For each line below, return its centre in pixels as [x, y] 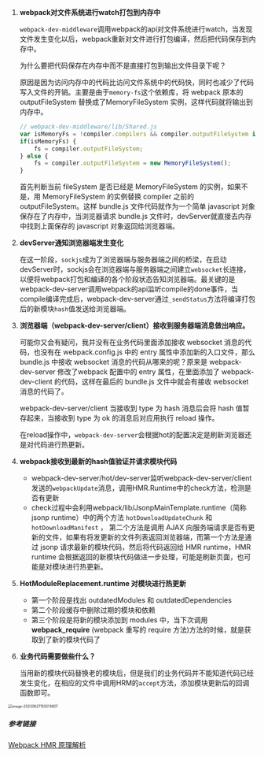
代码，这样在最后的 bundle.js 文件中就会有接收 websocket [155, 382]
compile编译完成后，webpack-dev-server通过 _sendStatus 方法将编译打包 [137, 299]
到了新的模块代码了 [69, 640]
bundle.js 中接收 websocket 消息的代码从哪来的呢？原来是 [114, 362]
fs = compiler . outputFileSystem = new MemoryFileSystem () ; [133, 163]
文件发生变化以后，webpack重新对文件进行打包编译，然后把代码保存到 [134, 39]
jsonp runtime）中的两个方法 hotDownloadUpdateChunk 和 [122, 518]
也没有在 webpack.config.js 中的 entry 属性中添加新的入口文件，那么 [144, 352]
